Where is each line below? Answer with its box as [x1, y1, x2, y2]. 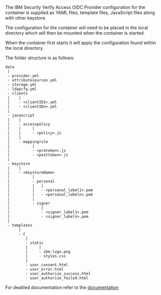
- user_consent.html [25, 262, 69, 267]
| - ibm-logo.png [25, 249, 71, 254]
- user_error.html [25, 267, 64, 272]
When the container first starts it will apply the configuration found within [5, 40, 156, 46]
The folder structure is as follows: [5, 55, 75, 61]
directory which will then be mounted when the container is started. [5, 30, 145, 36]
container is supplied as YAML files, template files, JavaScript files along [5, 10, 155, 16]
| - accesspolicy [7, 122, 51, 127]
